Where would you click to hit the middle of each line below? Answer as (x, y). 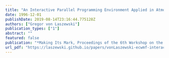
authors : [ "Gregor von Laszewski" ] (43, 24)
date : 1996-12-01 (23, 15)
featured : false (22, 38)
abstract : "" (19, 33)
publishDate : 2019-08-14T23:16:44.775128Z (50, 19)
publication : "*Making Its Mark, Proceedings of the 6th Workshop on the (84, 43)
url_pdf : (14, 47)
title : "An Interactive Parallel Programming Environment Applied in (80, 10)
